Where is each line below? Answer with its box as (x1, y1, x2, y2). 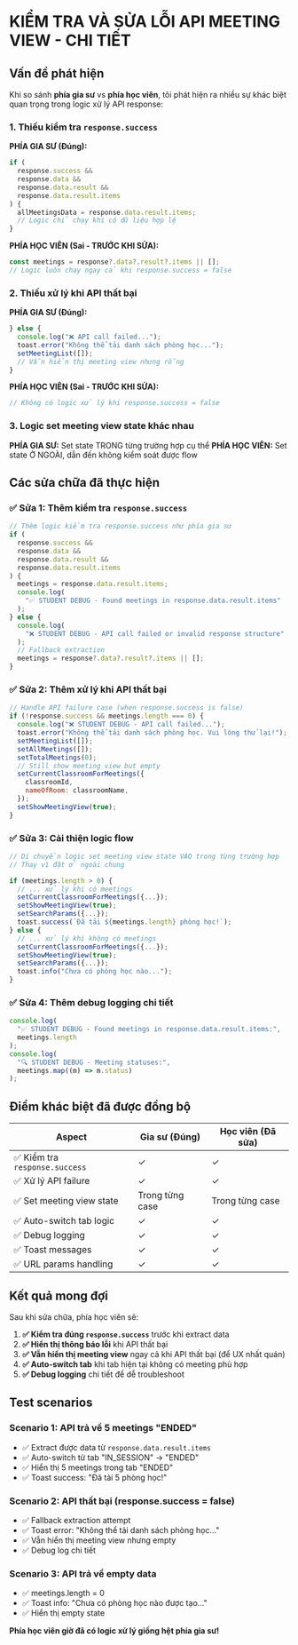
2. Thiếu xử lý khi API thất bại (9, 287, 137, 299)
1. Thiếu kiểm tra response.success (9, 121, 158, 133)
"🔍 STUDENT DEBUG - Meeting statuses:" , (17, 1058, 171, 1067)
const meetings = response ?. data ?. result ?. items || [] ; (9, 258, 220, 266)
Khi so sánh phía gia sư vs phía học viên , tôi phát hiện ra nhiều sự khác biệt (9, 90, 286, 99)
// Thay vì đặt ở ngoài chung (9, 860, 125, 869)
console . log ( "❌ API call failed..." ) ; (17, 332, 162, 342)
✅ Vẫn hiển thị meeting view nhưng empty (21, 1535, 176, 1546)
